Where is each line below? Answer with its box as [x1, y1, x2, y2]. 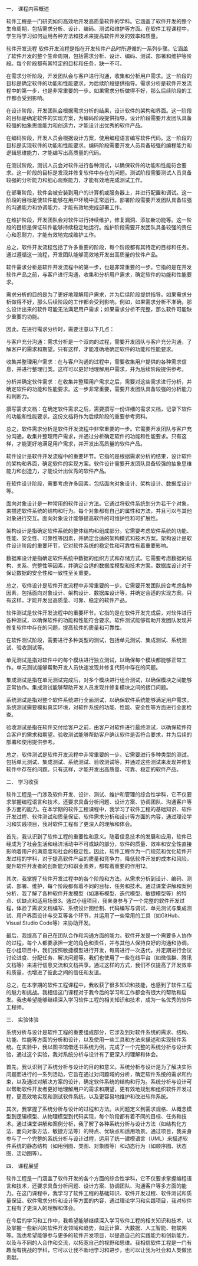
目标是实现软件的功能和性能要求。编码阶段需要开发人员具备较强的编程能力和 [6, 142, 192, 149]
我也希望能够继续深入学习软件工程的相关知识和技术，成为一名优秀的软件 [16, 996, 192, 1003]
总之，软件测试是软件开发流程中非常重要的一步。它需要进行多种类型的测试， [6, 751, 192, 758]
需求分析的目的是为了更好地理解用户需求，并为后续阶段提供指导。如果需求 [6, 291, 187, 298]
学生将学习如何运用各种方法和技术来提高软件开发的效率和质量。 [6, 32, 161, 40]
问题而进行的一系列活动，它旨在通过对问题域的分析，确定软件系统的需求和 [6, 1071, 187, 1078]
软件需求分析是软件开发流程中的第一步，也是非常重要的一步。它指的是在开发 [6, 263, 192, 271]
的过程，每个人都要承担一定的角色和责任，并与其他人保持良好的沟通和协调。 [6, 939, 192, 946]
